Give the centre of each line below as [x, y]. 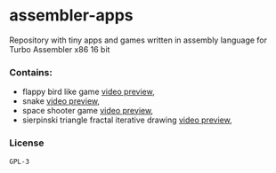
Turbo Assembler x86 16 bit [60, 49]
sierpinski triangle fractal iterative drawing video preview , [127, 120]
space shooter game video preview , [88, 111]
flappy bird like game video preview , [88, 92]
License [27, 143]
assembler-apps [71, 16]
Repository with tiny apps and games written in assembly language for [138, 40]
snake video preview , [61, 101]
